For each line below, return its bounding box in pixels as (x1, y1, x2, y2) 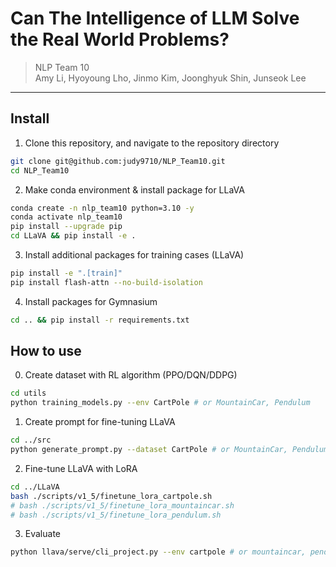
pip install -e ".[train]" (10, 268, 123, 278)
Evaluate (24, 528, 62, 540)
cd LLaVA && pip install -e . (10, 231, 137, 241)
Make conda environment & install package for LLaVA (24, 183, 245, 196)
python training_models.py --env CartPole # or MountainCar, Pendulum (10, 398, 311, 408)
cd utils (10, 388, 47, 399)
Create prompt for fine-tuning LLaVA (24, 416, 176, 428)
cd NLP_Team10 (10, 165, 70, 176)
